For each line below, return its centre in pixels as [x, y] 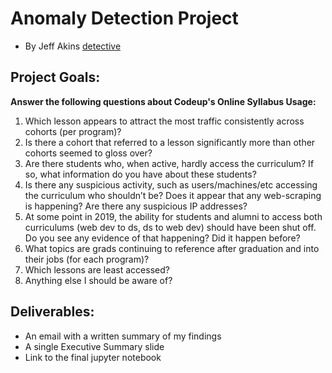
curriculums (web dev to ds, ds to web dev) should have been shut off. [170, 227]
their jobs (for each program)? [87, 259]
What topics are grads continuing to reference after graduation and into [172, 248]
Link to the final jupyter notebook [93, 357]
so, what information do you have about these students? [140, 174]
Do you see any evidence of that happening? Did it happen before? [162, 238]
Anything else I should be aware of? [98, 280]
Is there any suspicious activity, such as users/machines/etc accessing [171, 184]
